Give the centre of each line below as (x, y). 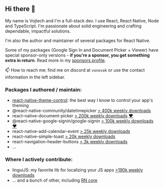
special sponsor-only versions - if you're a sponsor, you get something (77, 55)
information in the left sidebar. (35, 77)
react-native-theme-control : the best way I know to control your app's (82, 100)
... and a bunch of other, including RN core (55, 180)
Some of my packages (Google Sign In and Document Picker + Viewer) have (82, 50)
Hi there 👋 (20, 9)
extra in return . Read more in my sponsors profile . (56, 60)
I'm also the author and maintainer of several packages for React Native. (78, 40)
